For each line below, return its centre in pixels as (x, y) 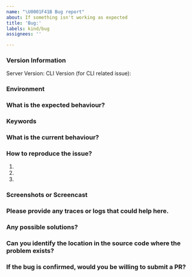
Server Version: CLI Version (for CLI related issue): (69, 73)
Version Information (36, 61)
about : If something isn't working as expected (67, 17)
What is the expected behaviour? (56, 105)
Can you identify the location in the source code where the (94, 243)
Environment (26, 89)
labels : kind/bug (28, 29)
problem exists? (30, 251)
